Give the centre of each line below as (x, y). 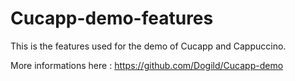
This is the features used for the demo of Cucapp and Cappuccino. (148, 46)
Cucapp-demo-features (112, 18)
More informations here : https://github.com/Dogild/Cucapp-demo (147, 65)
